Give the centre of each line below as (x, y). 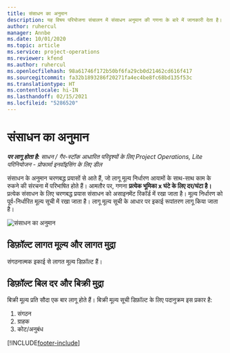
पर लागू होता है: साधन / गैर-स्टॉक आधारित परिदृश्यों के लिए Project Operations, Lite (105, 156)
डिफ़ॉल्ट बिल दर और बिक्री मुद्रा (56, 284)
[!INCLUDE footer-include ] (44, 343)
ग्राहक (23, 321)
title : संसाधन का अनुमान (37, 13)
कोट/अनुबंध (30, 329)
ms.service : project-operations (53, 52)
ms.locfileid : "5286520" (43, 103)
